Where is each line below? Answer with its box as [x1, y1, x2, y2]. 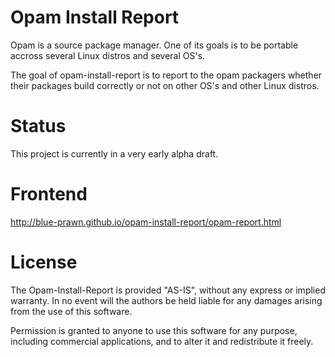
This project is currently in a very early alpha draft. [10, 147, 219, 160]
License [10, 251, 78, 273]
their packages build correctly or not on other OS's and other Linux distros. [10, 79, 320, 91]
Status [10, 115, 67, 138]
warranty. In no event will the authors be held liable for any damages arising [10, 294, 323, 306]
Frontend [10, 183, 88, 206]
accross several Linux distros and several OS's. [10, 49, 206, 61]
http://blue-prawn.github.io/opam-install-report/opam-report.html [10, 216, 282, 228]
